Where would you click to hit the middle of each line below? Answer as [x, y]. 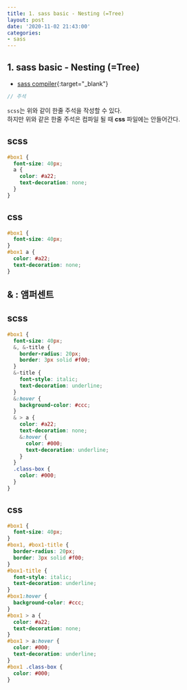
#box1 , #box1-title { [38, 545]
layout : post [26, 20]
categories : [24, 33]
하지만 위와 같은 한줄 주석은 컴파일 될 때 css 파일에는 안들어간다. [94, 119]
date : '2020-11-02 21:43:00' [49, 26]
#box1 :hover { [27, 597]
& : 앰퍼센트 [31, 295]
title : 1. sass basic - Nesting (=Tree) [66, 13]
